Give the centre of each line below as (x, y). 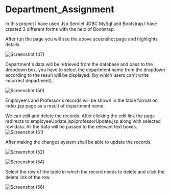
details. (13, 44)
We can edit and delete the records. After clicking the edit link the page (80, 116)
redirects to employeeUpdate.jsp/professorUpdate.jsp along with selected (83, 121)
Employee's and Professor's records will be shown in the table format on (82, 100)
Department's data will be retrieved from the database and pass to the (79, 64)
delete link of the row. (28, 177)
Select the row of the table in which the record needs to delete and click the (85, 171)
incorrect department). (29, 80)
